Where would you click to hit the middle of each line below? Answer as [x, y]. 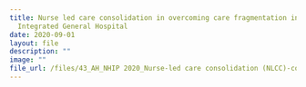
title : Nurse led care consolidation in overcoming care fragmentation [148, 18]
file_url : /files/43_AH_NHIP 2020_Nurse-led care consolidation [134, 69]
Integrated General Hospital [73, 26]
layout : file [34, 43]
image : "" [28, 60]
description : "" [40, 52]
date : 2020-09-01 [42, 34]
